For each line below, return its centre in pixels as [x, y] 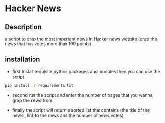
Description [23, 27]
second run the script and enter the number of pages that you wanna [82, 95]
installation [23, 60]
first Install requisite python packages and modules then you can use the [86, 71]
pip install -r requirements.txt [39, 85]
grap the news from [32, 100]
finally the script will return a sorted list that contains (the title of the [81, 110]
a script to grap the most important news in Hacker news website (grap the [81, 39]
